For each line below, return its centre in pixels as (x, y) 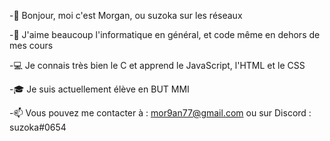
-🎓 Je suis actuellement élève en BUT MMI (99, 89)
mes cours (31, 45)
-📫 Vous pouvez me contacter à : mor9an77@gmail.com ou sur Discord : (160, 113)
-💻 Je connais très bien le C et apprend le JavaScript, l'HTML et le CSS (157, 65)
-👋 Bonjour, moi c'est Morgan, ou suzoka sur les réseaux (126, 15)
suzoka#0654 (38, 127)
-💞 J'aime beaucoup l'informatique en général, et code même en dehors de (165, 34)
